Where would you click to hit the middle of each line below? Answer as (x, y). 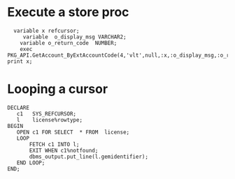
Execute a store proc (68, 12)
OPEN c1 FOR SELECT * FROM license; (73, 132)
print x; (20, 61)
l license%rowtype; (49, 120)
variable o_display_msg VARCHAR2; (75, 37)
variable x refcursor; (47, 31)
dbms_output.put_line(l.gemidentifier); (89, 157)
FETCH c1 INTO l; (54, 144)
